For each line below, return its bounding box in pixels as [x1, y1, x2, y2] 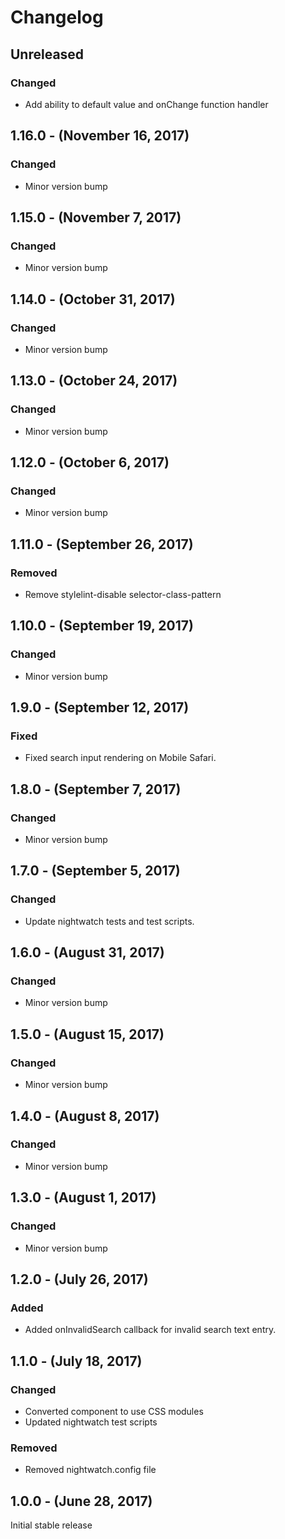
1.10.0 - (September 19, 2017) [10, 617, 194, 635]
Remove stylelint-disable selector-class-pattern [24, 589, 222, 600]
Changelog [10, 6, 104, 29]
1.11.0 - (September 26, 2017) [10, 536, 194, 553]
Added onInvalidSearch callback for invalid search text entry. [24, 1324, 277, 1336]
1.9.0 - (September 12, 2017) [10, 699, 190, 716]
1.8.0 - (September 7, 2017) [10, 781, 182, 798]
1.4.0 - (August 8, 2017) [10, 1107, 160, 1125]
